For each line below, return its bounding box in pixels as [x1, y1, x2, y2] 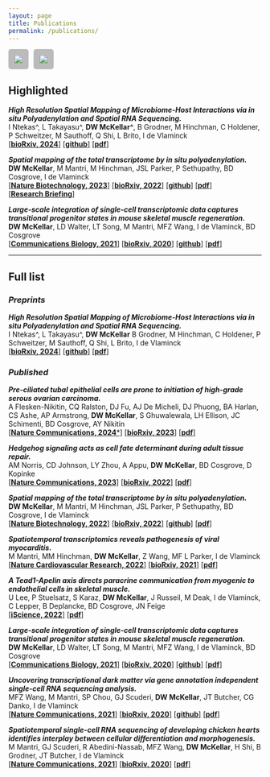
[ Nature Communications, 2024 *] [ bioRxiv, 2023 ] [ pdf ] [8, 428, 196, 437]
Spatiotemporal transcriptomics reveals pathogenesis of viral [8, 535, 219, 544]
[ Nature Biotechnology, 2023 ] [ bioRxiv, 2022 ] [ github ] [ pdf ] [8, 180, 213, 190]
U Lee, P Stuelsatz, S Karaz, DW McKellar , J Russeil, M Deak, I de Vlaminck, [8, 593, 261, 602]
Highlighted [8, 84, 68, 97]
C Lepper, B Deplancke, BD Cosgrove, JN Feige [8, 601, 166, 611]
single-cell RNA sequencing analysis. [8, 684, 137, 693]
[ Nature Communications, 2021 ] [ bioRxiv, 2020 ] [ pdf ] [8, 759, 191, 769]
